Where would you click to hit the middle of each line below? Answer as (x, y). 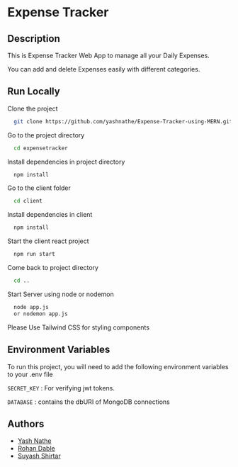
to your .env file (30, 374)
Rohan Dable (36, 449)
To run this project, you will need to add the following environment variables (118, 366)
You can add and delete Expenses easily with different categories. (104, 69)
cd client (28, 201)
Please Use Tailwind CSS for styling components (79, 327)
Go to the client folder (39, 188)
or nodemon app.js (41, 314)
